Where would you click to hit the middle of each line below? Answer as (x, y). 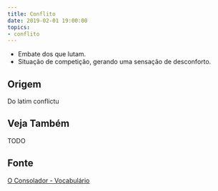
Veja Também (39, 124)
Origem (24, 84)
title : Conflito (31, 14)
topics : (19, 27)
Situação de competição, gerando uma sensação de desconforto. (114, 62)
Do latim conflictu (33, 101)
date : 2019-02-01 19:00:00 (48, 21)
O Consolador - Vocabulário (49, 180)
